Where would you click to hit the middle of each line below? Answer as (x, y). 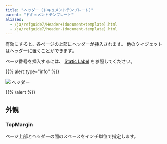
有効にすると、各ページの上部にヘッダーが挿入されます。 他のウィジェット (84, 44)
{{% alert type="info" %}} (32, 71)
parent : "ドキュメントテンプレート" (40, 15)
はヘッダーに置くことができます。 (41, 51)
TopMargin (19, 125)
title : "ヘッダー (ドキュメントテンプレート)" (49, 10)
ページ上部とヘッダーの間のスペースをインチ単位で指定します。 (72, 136)
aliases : (15, 19)
